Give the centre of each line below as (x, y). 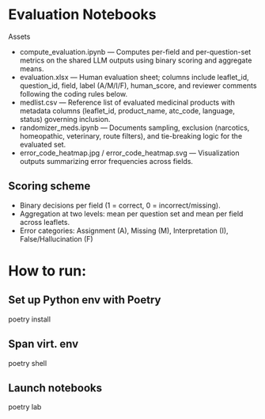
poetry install (30, 319)
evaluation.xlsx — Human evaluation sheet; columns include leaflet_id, (134, 77)
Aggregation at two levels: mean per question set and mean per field (131, 213)
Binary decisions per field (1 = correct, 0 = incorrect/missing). (120, 205)
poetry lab (25, 407)
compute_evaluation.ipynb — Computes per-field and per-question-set (135, 51)
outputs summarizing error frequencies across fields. (106, 161)
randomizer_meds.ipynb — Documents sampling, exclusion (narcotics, (134, 128)
